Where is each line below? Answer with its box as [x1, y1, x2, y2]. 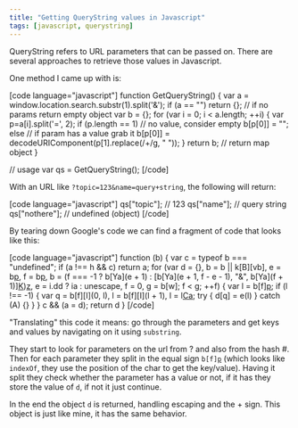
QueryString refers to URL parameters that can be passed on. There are [9, 45, 274, 56]
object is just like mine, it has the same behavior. [9, 407, 187, 419]
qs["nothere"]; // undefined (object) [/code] [9, 208, 170, 218]
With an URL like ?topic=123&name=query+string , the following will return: [9, 181, 277, 192]
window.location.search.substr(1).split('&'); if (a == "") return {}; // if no [9, 99, 269, 110]
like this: [9, 235, 40, 245]
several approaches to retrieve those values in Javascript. [9, 55, 222, 66]
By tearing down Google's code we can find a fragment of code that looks [9, 225, 282, 236]
